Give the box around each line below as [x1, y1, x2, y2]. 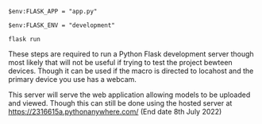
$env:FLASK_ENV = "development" [8, 21, 115, 29]
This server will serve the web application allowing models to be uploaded [8, 90, 251, 99]
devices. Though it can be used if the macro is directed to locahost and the [8, 66, 254, 76]
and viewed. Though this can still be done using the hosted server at [8, 99, 233, 107]
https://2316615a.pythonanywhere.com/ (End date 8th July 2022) [8, 107, 222, 116]
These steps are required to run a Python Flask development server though [8, 49, 254, 59]
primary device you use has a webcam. [8, 75, 137, 83]
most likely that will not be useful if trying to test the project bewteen [8, 58, 233, 67]
